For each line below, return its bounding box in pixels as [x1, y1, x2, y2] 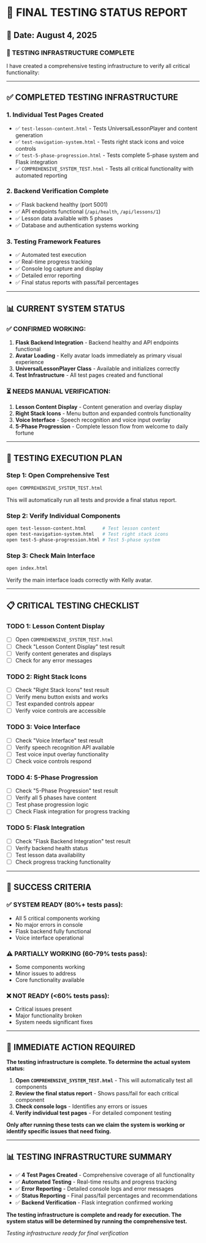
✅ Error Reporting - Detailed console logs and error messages [15, 1185, 174, 1192]
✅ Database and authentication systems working [15, 221, 139, 229]
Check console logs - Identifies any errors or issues [15, 1103, 148, 1110]
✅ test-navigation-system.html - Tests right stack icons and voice [15, 138, 185, 145]
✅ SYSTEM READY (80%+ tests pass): [6, 900, 123, 909]
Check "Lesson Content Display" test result [15, 643, 125, 650]
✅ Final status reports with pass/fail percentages [15, 279, 139, 286]
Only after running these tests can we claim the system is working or [6, 1121, 185, 1128]
